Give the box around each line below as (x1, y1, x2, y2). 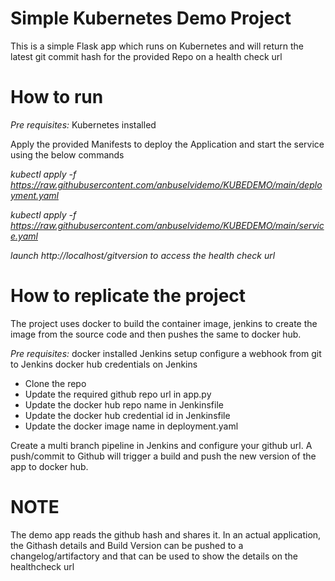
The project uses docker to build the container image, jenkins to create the (10, 317, 318, 329)
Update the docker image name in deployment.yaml (24, 420, 239, 432)
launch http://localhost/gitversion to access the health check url (10, 249, 276, 261)
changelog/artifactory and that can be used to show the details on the (10, 550, 298, 562)
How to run (10, 86, 104, 109)
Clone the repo (24, 377, 87, 389)
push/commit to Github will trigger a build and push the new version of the (10, 450, 317, 462)
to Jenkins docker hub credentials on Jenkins (10, 358, 198, 370)
